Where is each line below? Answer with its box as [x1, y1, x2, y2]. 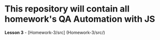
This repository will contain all [4, 3, 130, 14]
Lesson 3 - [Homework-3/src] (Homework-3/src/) [4, 29, 106, 35]
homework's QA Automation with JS [4, 13, 155, 25]
